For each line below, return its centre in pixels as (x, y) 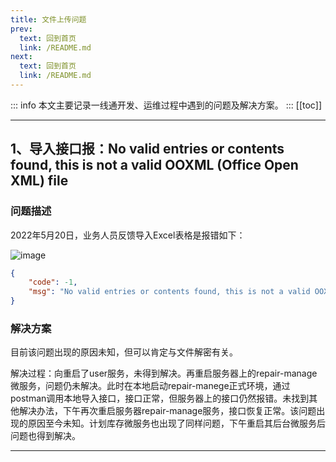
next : (21, 57)
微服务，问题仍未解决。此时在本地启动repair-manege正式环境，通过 (150, 386)
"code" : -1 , (53, 282)
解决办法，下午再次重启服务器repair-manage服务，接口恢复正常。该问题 (167, 411)
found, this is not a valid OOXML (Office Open (154, 165)
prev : (21, 29)
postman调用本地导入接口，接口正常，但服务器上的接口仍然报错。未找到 (160, 398)
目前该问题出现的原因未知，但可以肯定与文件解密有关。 (124, 352)
